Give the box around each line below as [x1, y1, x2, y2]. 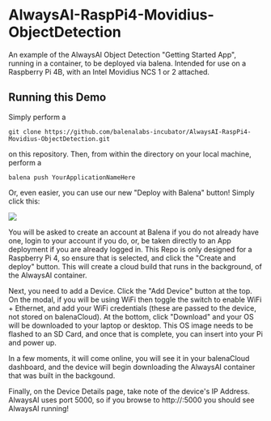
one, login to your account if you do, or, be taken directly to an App [8, 235, 232, 245]
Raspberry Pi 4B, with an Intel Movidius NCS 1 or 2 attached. [8, 67, 210, 76]
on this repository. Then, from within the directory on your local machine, [8, 148, 252, 159]
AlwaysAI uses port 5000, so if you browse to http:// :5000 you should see [8, 395, 255, 405]
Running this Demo [8, 91, 107, 105]
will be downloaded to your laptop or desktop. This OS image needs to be [8, 320, 253, 330]
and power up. [8, 337, 57, 347]
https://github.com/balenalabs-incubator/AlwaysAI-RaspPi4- [44, 127, 252, 135]
